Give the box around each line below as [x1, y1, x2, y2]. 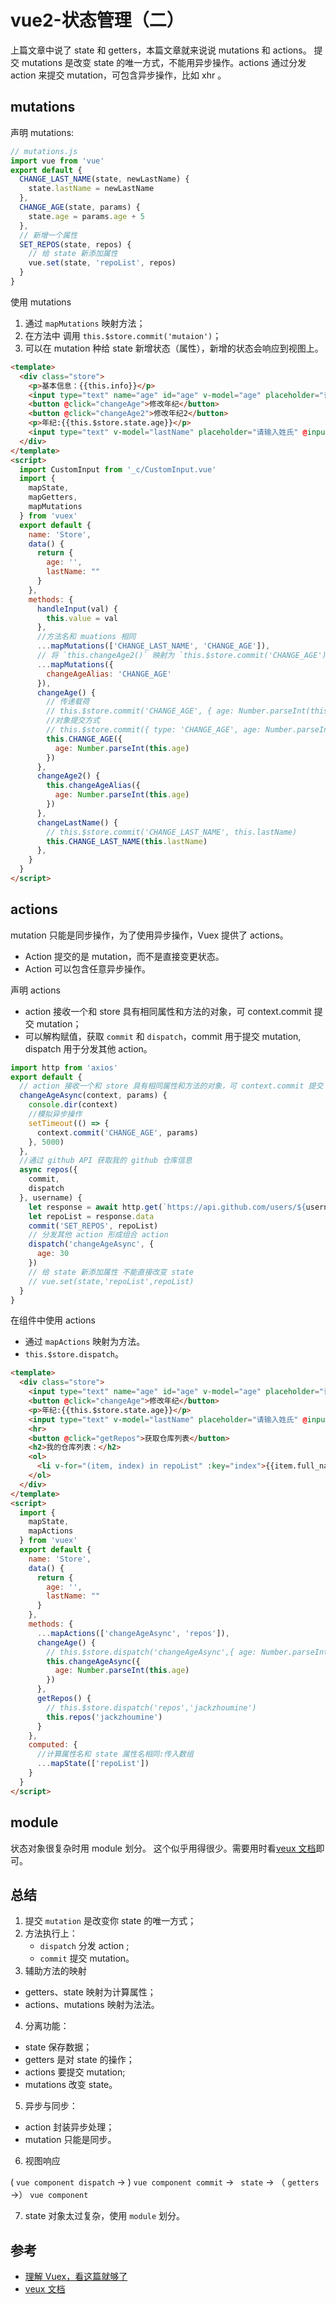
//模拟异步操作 [28, 1109, 83, 1120]
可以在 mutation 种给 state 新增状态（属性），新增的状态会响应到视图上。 [24, 342, 324, 354]
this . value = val [46, 613, 118, 623]
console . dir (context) [28, 1100, 118, 1110]
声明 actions [10, 984, 61, 996]
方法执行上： [24, 1927, 78, 1940]
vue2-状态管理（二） [10, 9, 185, 32]
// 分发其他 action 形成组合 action [28, 1230, 169, 1240]
